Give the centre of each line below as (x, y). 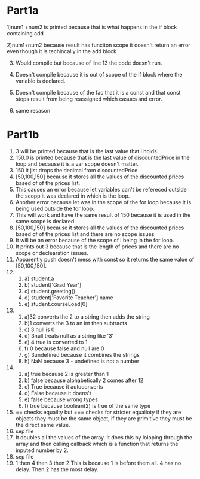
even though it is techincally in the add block (62, 51)
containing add (25, 33)
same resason (33, 110)
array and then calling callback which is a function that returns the (97, 444)
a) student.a (39, 278)
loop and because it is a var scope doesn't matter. (77, 164)
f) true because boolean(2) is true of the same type (87, 405)
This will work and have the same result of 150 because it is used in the (103, 215)
